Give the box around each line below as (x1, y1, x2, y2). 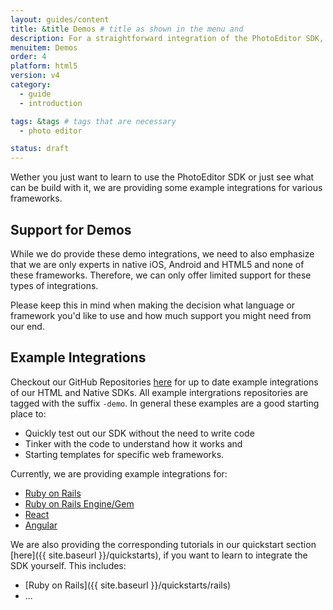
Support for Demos (10, 221, 132, 238)
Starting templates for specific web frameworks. (24, 448, 225, 460)
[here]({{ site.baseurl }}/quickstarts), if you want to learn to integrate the (10, 549, 308, 561)
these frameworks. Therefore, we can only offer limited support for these (10, 269, 312, 281)
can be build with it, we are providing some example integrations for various (10, 182, 323, 194)
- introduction (19, 98, 83, 108)
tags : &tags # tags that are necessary (10, 116, 177, 126)
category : (10, 80, 52, 90)
